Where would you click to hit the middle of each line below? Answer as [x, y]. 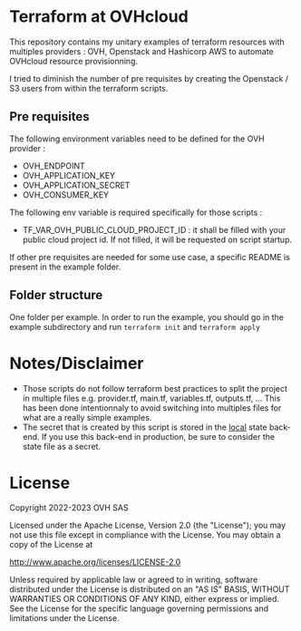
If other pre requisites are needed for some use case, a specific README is [150, 257]
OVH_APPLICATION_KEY [69, 175]
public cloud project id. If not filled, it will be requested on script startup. [157, 239]
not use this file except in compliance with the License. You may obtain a [145, 535]
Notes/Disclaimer [77, 363]
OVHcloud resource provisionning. [74, 61]
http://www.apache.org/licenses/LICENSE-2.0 [95, 562]
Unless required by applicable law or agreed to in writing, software [134, 580]
